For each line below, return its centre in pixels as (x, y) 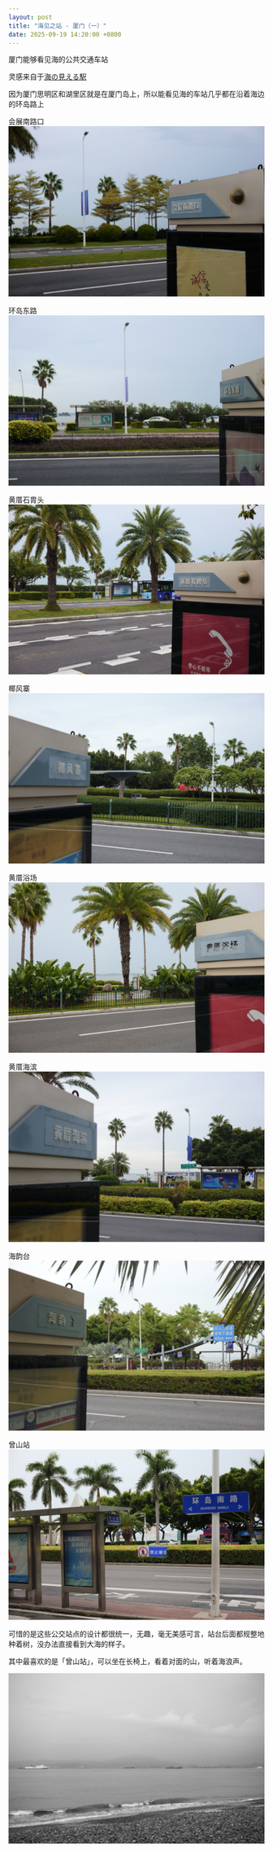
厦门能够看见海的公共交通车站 (58, 59)
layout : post (30, 17)
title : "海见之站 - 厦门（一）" (58, 26)
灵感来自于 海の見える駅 (48, 76)
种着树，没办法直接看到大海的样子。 (69, 1644)
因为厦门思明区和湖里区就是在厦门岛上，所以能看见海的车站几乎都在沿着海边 (136, 94)
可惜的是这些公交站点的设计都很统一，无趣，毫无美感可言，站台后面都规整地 (136, 1634)
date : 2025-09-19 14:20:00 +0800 (65, 34)
